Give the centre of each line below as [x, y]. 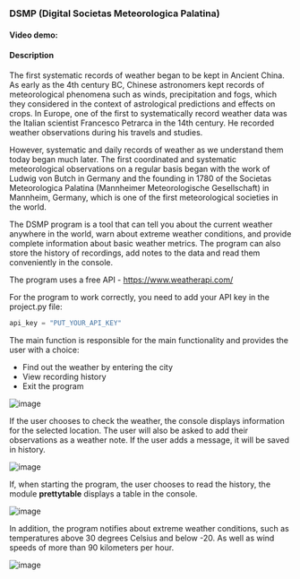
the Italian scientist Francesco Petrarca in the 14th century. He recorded [142, 123]
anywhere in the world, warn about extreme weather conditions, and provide [150, 233]
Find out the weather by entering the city [97, 367]
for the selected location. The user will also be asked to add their [129, 430]
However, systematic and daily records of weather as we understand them [146, 150]
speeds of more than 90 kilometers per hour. [92, 547]
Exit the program [53, 386]
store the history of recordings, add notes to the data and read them [135, 253]
